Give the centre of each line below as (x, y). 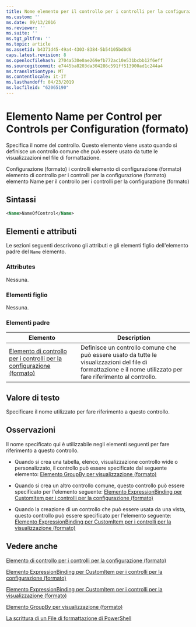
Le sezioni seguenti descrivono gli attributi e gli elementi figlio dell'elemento (97, 246)
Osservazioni (31, 430)
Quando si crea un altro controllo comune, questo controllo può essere (99, 485)
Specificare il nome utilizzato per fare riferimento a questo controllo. (88, 412)
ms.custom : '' (23, 17)
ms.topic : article (28, 44)
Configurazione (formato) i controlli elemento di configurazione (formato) (94, 169)
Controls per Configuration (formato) (97, 129)
